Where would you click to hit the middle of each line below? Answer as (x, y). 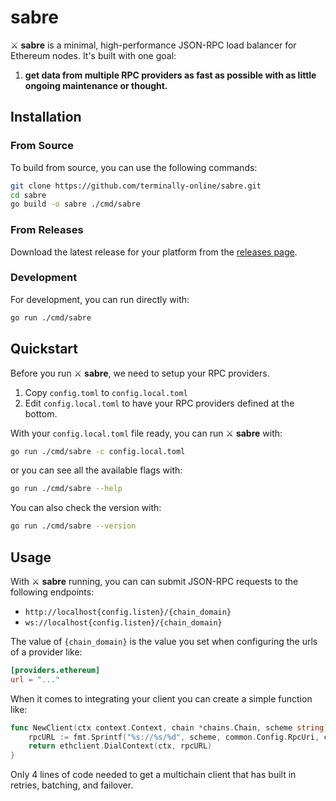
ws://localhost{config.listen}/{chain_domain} (123, 622)
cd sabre (28, 195)
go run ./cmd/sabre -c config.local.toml (98, 451)
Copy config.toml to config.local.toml (106, 392)
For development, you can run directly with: (100, 299)
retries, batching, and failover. (72, 785)
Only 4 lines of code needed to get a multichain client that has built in (153, 775)
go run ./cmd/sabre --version (73, 526)
